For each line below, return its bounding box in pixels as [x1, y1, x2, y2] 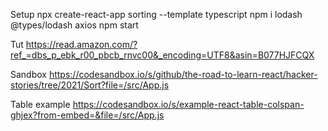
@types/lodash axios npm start [10, 19, 139, 31]
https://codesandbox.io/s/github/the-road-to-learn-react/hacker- [48, 69, 318, 80]
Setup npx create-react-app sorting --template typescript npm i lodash [10, 9, 303, 20]
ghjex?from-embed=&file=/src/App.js [10, 109, 165, 121]
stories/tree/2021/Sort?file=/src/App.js [10, 79, 170, 91]
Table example [10, 99, 71, 110]
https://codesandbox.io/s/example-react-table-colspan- [72, 99, 305, 110]
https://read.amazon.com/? [25, 39, 138, 50]
